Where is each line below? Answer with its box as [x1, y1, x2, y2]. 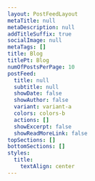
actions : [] [14, 116, 50, 123]
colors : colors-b [14, 110, 66, 117]
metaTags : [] [7, 43, 46, 51]
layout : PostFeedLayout [7, 10, 79, 18]
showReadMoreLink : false [14, 130, 88, 137]
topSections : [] [7, 136, 56, 143]
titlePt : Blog [7, 57, 50, 64]
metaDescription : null [7, 24, 75, 31]
